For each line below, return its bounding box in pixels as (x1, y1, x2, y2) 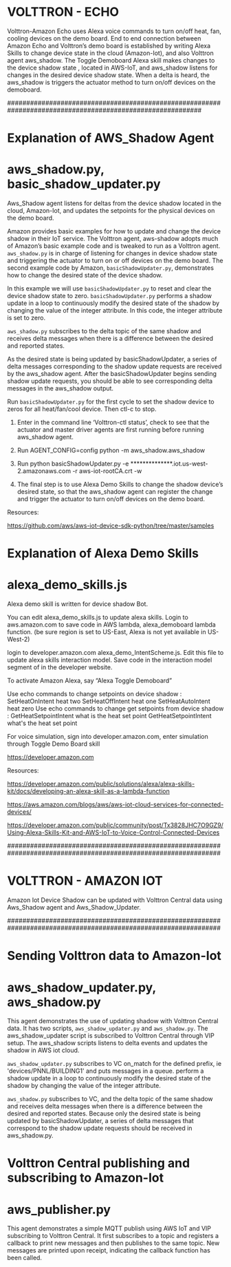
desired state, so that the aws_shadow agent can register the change (16, 488, 213, 496)
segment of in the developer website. (7, 663, 113, 671)
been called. (7, 1254, 43, 1262)
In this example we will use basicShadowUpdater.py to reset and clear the (7, 284, 212, 293)
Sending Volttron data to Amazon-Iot (7, 948, 222, 964)
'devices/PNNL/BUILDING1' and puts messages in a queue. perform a (7, 1067, 204, 1075)
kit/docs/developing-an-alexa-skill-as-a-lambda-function (7, 787, 170, 795)
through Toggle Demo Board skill (7, 740, 100, 748)
